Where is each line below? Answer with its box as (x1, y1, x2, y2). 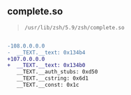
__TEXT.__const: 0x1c (16, 82, 79, 89)
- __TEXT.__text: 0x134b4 (7, 49, 86, 56)
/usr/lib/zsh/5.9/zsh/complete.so (24, 24, 125, 31)
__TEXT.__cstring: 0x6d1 (16, 75, 89, 82)
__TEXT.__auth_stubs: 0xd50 (16, 68, 98, 75)
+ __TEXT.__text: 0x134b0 (7, 62, 86, 69)
